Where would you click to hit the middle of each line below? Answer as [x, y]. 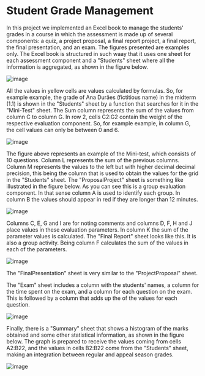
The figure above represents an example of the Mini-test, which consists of [101, 154]
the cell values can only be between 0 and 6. [63, 130]
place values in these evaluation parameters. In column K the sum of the [97, 229]
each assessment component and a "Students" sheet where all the [91, 60]
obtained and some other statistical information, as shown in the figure [95, 335]
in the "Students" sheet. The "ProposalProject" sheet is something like [95, 179]
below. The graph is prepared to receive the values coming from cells [94, 341]
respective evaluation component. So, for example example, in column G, [99, 123]
